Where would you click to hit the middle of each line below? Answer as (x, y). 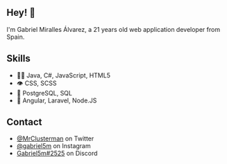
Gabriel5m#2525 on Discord (57, 154)
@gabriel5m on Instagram (53, 146)
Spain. (16, 37)
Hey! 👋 (21, 13)
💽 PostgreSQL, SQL (44, 93)
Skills (18, 58)
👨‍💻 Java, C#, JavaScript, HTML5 (63, 75)
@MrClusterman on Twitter (55, 138)
